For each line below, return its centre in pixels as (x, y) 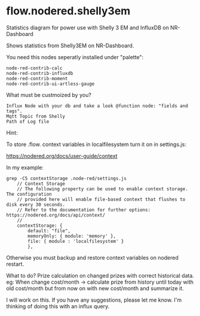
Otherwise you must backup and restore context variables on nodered (93, 257)
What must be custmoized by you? (49, 95)
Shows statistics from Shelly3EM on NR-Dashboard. (70, 45)
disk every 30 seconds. (36, 205)
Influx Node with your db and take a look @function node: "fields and (97, 106)
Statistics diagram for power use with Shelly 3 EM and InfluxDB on (87, 28)
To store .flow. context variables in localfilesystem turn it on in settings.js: (96, 144)
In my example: (25, 167)
